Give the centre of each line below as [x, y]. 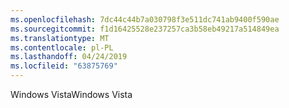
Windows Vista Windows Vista [71, 94]
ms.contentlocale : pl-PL [62, 47]
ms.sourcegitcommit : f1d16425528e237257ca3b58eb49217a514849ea [145, 29]
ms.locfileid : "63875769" [64, 66]
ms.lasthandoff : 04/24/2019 [69, 57]
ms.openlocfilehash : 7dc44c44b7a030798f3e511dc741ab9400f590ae [145, 19]
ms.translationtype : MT [60, 38]
